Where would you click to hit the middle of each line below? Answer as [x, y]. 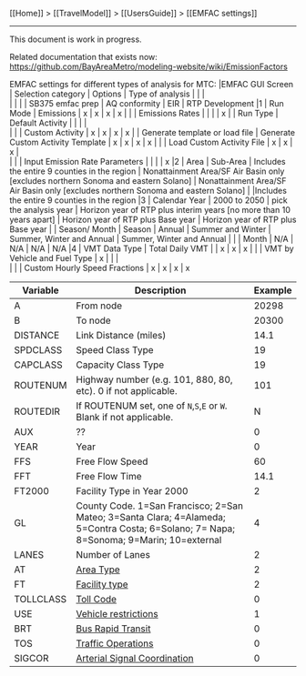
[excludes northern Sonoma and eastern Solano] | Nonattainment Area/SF [148, 181]
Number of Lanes [113, 555]
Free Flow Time [109, 476]
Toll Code [96, 599]
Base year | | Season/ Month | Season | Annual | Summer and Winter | [140, 229]
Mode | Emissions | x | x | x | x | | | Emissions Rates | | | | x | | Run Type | [144, 113]
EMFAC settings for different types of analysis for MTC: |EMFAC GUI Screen [152, 84]
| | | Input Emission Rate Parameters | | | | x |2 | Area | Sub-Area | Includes [148, 161]
